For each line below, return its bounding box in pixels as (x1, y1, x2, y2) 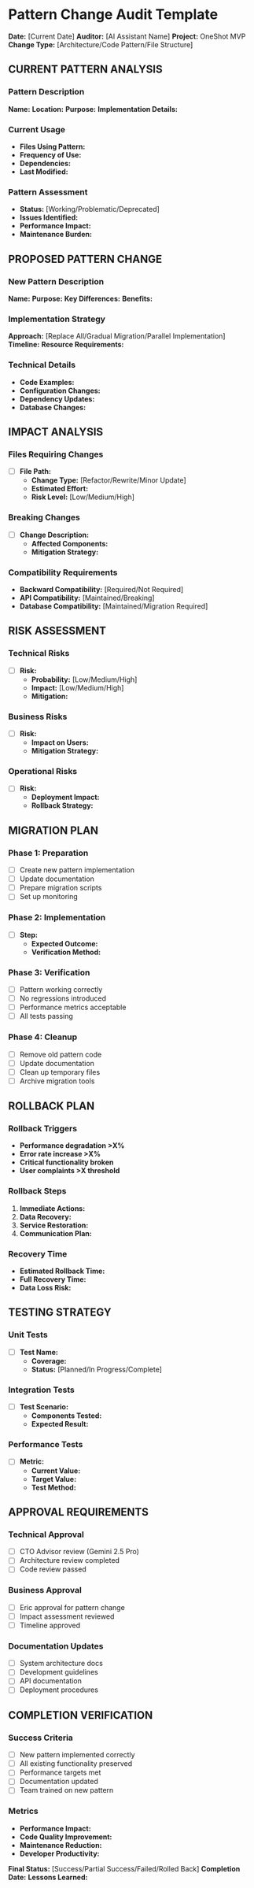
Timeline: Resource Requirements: (8, 340, 124, 350)
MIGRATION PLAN (8, 824, 99, 837)
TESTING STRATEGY (8, 1305, 112, 1320)
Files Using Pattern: (19, 142, 86, 151)
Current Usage (8, 124, 65, 135)
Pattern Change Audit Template (8, 6, 219, 24)
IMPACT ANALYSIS (8, 425, 104, 439)
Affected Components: (31, 539, 109, 548)
